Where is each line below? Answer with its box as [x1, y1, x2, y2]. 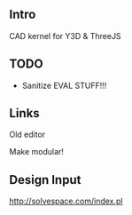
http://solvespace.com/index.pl [9, 195, 123, 207]
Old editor [9, 129, 46, 140]
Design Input [9, 172, 82, 187]
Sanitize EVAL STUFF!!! [21, 80, 107, 91]
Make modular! [9, 147, 65, 157]
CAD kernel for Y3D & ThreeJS [9, 30, 121, 41]
